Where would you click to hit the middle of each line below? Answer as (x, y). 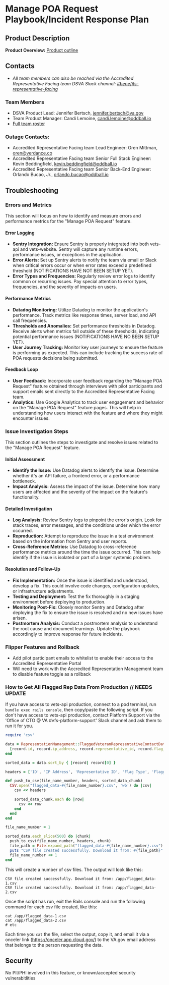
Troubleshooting (32, 190)
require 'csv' (20, 735)
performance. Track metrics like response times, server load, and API (84, 315)
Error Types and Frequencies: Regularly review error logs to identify (83, 276)
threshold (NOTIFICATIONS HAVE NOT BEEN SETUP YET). (73, 271)
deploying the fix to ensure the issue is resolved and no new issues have (88, 612)
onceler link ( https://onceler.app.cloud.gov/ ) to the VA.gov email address (80, 940)
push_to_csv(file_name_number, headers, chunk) (61, 841)
